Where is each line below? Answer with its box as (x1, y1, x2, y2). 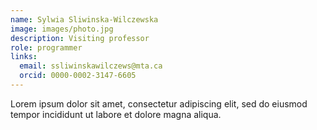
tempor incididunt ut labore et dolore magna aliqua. (10, 108, 222, 120)
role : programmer (10, 42, 83, 53)
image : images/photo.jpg (10, 24, 114, 34)
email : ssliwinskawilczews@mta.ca (19, 61, 163, 71)
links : (10, 52, 38, 62)
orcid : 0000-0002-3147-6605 (19, 71, 137, 81)
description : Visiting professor (10, 33, 150, 43)
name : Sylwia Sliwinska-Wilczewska (10, 14, 159, 25)
